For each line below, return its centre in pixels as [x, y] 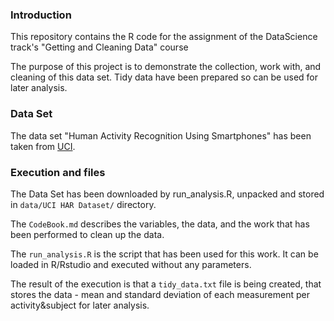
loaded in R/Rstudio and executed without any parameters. [131, 264]
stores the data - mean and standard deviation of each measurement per [160, 294]
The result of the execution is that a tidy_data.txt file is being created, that [166, 284]
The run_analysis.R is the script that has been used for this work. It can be [164, 254]
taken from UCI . [43, 146]
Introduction [41, 15]
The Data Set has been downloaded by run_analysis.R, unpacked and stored [167, 194]
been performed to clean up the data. [87, 234]
